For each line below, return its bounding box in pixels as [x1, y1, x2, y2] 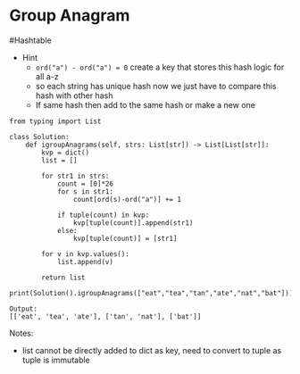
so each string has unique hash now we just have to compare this [35, 80, 277, 91]
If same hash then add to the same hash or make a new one [35, 99, 256, 110]
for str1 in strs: [41, 171, 110, 180]
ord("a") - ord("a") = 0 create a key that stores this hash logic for [35, 62, 285, 72]
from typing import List [9, 117, 102, 126]
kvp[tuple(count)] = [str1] [72, 234, 178, 243]
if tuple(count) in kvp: [56, 211, 150, 220]
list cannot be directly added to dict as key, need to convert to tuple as [21, 345, 282, 355]
